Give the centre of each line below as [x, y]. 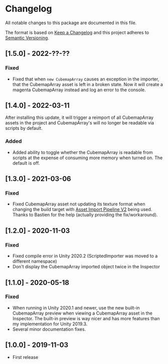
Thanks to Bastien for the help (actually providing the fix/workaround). [85, 215]
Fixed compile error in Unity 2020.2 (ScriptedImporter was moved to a [85, 256]
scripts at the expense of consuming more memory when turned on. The [88, 158]
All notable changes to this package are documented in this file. [71, 23]
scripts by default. [24, 128]
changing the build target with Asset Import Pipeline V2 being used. [82, 209]
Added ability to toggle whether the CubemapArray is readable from [82, 152]
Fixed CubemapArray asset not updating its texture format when [79, 204]
